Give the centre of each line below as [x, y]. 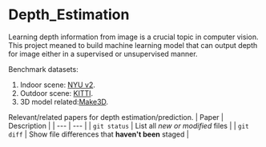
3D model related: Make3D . [64, 101]
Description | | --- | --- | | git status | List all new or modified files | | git [129, 125]
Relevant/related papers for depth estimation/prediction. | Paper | [116, 117]
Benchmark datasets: [43, 69]
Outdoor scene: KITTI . [56, 93]
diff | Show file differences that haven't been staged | [99, 134]
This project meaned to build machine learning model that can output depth [133, 45]
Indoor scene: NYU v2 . [58, 85]
